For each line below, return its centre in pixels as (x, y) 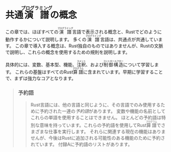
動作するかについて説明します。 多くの (46, 39)
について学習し (139, 64)
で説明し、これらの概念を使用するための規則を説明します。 (68, 52)
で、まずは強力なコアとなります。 (41, 78)
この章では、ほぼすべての (32, 32)
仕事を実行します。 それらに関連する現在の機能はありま (107, 132)
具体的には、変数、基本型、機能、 (41, 64)
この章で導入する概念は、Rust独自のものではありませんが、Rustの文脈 (89, 45)
